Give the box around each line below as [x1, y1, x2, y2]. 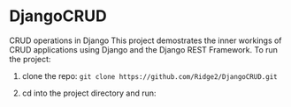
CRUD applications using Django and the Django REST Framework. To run [9, 44, 279, 54]
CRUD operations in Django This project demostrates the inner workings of [9, 35, 282, 46]
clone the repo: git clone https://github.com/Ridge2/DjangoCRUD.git [21, 70, 278, 81]
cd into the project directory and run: [21, 88, 157, 98]
